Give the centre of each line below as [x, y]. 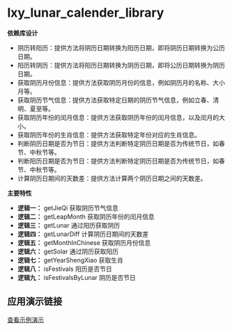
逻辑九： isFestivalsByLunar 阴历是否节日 [76, 277]
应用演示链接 [35, 302]
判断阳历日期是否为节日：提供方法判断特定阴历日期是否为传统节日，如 [118, 161]
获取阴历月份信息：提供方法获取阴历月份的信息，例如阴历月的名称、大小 [121, 82]
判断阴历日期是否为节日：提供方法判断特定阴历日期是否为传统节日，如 [118, 143]
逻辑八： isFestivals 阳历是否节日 [65, 269]
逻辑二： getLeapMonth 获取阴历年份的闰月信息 [86, 217]
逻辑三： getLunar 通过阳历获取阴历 [69, 225]
